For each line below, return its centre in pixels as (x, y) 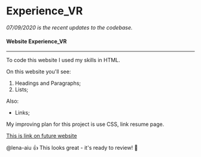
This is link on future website (42, 136)
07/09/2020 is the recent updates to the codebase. (69, 27)
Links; (22, 113)
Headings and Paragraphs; (48, 83)
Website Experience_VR (36, 41)
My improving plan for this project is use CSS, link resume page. (85, 124)
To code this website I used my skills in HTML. (63, 60)
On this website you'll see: (39, 72)
